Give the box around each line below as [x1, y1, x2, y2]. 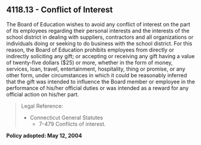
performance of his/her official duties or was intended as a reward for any [6, 84, 189, 92]
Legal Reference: [20, 102, 64, 110]
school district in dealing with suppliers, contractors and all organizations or [6, 33, 194, 41]
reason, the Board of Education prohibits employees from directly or [6, 46, 175, 53]
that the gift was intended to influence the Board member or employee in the [6, 78, 195, 85]
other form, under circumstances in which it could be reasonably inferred [6, 71, 187, 78]
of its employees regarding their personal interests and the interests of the [6, 27, 190, 34]
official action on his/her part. [6, 90, 79, 98]
